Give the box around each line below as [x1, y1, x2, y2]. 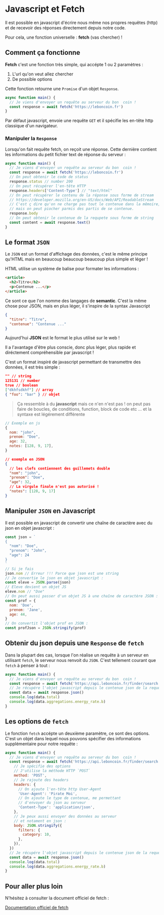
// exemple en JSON [5, 457, 45, 462]
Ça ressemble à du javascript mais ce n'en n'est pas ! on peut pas [17, 400, 151, 407]
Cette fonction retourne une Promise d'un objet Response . [5, 86, 119, 92]
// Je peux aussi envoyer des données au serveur [14, 814, 117, 819]
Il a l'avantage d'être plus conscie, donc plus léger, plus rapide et [5, 344, 136, 351]
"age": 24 [9, 553, 29, 558]
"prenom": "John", [9, 548, 47, 553]
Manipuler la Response [5, 135, 57, 142]
